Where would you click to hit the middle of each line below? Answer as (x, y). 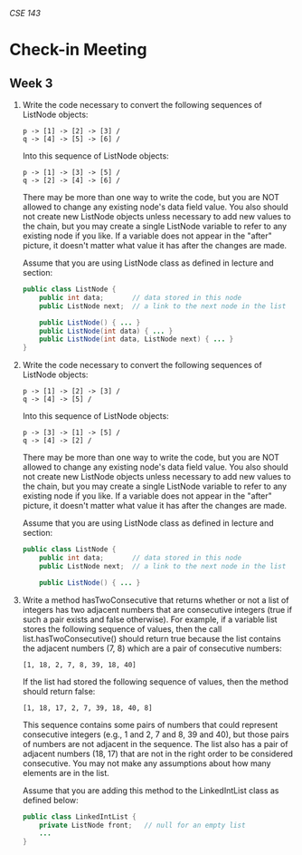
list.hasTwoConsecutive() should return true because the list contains (152, 638)
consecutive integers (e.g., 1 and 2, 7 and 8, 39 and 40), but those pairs (156, 734)
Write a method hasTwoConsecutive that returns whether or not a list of (156, 600)
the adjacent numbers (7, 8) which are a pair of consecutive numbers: (152, 648)
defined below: (50, 800)
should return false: (59, 691)
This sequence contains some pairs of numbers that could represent (150, 724)
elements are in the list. (66, 772)
